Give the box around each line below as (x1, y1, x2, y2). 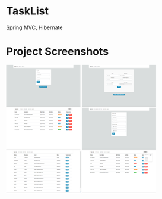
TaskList (6, 4, 49, 18)
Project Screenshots (6, 45, 109, 58)
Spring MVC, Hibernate (6, 24, 63, 31)
